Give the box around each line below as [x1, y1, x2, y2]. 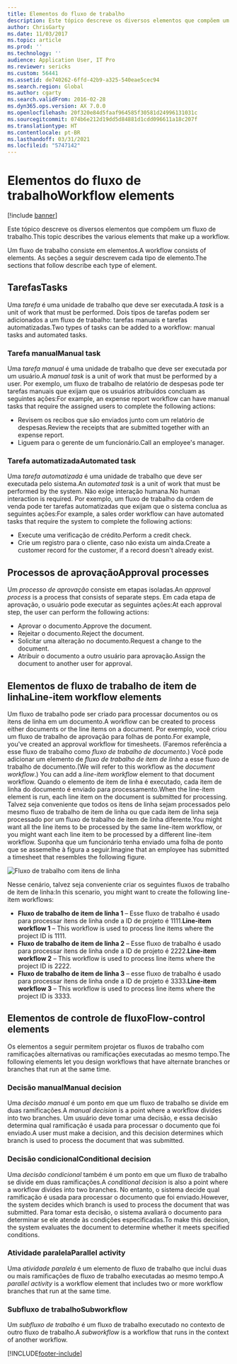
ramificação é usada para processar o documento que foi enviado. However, [7, 1193, 229, 1201]
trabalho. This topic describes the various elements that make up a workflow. [7, 232, 230, 241]
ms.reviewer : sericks [7, 63, 71, 70]
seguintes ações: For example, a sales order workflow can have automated [7, 509, 224, 518]
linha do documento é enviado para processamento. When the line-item [7, 785, 215, 794]
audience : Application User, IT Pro [7, 57, 115, 64]
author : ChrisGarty [7, 23, 65, 30]
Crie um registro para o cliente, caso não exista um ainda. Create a [17, 539, 211, 547]
